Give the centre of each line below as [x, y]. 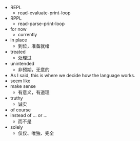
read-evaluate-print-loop [44, 13]
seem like [20, 81]
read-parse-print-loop [41, 24]
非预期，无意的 [34, 69]
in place [18, 40]
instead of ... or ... [29, 115]
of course [20, 110]
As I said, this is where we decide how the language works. [73, 75]
